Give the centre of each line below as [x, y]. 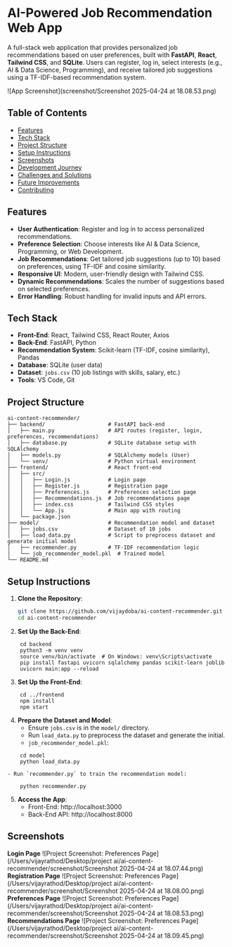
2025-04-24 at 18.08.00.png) [162, 891]
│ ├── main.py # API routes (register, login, [105, 431]
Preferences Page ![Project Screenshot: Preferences [84, 898]
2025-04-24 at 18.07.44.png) [161, 868]
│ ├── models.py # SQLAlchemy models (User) [99, 455]
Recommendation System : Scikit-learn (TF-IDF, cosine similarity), [114, 350]
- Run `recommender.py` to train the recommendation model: [97, 774]
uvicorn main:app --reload [59, 669]
